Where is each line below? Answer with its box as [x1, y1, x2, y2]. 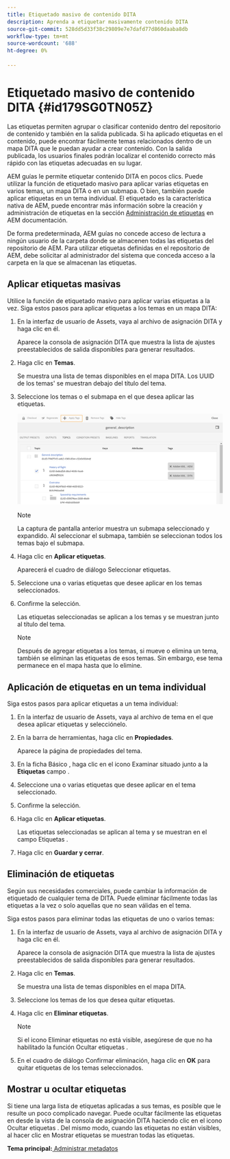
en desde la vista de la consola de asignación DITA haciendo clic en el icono [7, 1116, 222, 1125]
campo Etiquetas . [16, 835, 68, 843]
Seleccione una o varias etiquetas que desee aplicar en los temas [16, 579, 203, 587]
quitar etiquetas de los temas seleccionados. [16, 1064, 144, 1072]
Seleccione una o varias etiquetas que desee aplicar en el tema [16, 780, 196, 789]
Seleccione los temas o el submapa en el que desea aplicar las [16, 392, 194, 401]
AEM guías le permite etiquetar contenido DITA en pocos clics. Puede [7, 172, 203, 180]
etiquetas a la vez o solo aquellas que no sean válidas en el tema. [7, 901, 192, 910]
